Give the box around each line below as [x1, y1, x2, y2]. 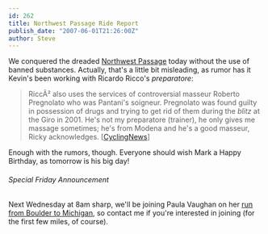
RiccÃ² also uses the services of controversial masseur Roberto [27, 90, 241, 99]
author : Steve [8, 34, 57, 43]
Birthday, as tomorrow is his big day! [8, 157, 130, 166]
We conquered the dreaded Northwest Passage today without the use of [8, 56, 250, 66]
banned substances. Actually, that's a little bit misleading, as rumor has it [8, 65, 252, 75]
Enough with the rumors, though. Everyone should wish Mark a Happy [8, 148, 242, 157]
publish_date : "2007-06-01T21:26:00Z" [8, 27, 139, 35]
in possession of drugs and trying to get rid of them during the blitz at [27, 107, 260, 116]
